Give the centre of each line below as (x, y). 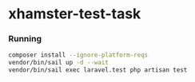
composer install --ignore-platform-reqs (78, 55)
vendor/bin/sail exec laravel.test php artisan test (98, 70)
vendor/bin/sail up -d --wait (59, 63)
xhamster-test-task (75, 14)
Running (25, 39)
